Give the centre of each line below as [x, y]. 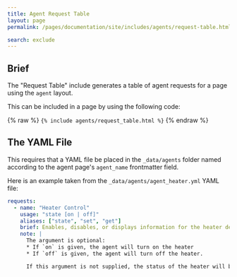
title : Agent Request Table [49, 14]
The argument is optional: [66, 241]
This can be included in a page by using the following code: [94, 107]
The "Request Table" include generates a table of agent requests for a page [117, 86]
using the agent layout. [40, 93]
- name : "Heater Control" [52, 208]
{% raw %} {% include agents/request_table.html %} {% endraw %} [108, 120]
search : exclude [31, 40]
